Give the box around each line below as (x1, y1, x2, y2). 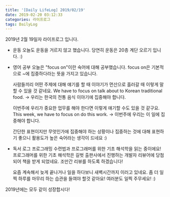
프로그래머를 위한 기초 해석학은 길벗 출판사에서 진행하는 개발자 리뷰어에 (12, 152, 155, 158)
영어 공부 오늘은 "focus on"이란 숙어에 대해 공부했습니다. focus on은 (12, 64, 151, 70)
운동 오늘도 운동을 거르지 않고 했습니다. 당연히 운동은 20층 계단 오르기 (12, 47, 152, 53)
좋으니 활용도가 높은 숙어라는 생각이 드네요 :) (18, 135, 107, 141)
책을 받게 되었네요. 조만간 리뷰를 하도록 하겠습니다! (22, 158, 124, 164)
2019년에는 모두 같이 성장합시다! (5, 186, 70, 192)
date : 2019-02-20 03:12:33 (5, 12, 63, 17)
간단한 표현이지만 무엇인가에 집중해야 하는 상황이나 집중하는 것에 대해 (12, 128, 151, 135)
